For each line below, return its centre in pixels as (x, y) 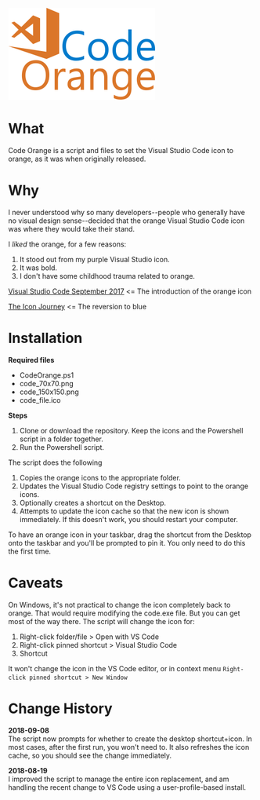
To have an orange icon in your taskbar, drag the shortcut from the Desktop (130, 535)
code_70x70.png (47, 383)
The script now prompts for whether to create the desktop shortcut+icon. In (130, 739)
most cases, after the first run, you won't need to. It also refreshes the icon (129, 747)
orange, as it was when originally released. (77, 159)
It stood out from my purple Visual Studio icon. (94, 259)
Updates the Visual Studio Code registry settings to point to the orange (134, 486)
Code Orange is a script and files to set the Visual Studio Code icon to (121, 150)
